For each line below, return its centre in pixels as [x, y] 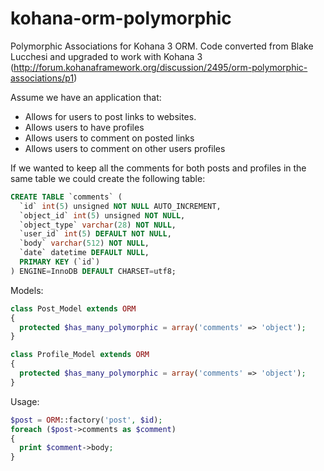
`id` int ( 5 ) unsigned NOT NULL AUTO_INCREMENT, [120, 206]
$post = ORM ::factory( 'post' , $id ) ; [86, 420]
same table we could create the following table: [108, 178]
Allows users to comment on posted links [109, 138]
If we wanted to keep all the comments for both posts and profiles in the [158, 168]
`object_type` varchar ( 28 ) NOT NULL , [98, 225]
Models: [27, 290]
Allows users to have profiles [84, 127]
